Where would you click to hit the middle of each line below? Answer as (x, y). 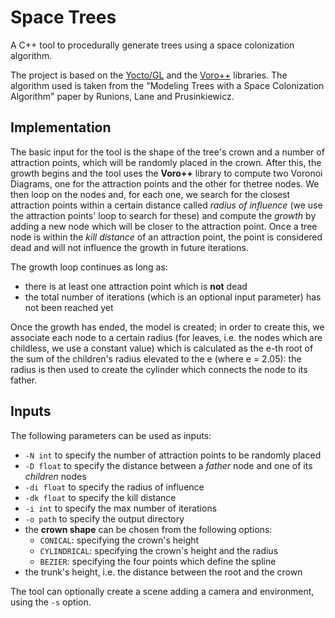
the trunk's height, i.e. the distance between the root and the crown (163, 572)
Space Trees (63, 17)
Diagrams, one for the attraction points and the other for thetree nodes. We (165, 183)
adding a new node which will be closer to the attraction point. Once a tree (164, 226)
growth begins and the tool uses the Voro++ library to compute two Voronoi (166, 173)
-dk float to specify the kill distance (100, 497)
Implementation (61, 127)
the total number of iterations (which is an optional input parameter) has (173, 297)
